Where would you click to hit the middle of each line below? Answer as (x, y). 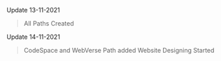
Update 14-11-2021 (34, 37)
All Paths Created (49, 23)
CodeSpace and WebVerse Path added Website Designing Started (119, 50)
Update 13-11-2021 (33, 10)
